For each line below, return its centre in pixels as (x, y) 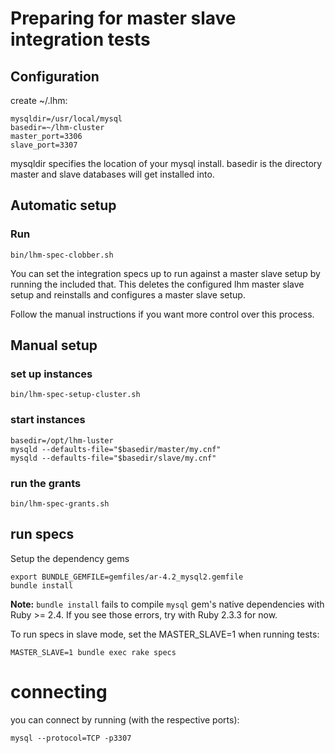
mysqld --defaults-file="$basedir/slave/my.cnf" (113, 458)
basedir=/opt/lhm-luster (62, 440)
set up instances (51, 374)
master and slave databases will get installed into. (112, 174)
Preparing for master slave (123, 18)
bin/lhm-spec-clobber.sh (62, 255)
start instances (48, 420)
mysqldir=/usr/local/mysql (66, 119)
